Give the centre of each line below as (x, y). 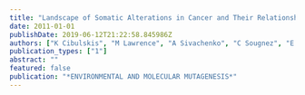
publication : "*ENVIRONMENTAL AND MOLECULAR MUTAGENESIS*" (123, 77)
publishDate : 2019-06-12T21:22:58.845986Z (91, 34)
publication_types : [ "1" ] (58, 52)
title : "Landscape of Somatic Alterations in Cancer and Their (132, 18)
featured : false (40, 69)
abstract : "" (34, 60)
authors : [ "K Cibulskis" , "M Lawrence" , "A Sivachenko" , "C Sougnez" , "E (152, 43)
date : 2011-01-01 (42, 26)
